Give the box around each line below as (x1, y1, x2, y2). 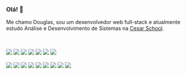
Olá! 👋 (6, 5, 24, 14)
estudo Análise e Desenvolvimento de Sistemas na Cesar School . (6, 25, 164, 32)
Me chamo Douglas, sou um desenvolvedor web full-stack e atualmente (6, 19, 181, 26)
